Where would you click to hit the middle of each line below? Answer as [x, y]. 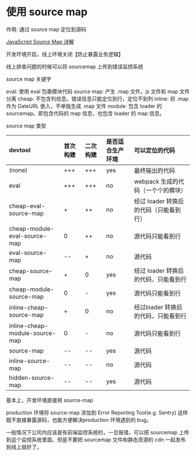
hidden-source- [32, 378]
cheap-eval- [27, 206]
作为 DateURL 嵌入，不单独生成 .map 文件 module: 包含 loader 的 [84, 106]
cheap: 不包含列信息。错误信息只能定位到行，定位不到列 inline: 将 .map [103, 99]
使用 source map [47, 12]
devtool [20, 150]
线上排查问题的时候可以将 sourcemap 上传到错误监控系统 [75, 66]
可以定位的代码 [154, 150]
